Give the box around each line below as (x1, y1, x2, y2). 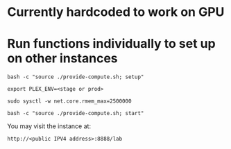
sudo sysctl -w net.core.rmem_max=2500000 (7, 98, 132, 105)
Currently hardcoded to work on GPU (7, 4, 225, 20)
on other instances (7, 51, 118, 67)
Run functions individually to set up (7, 36, 216, 52)
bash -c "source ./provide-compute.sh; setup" (7, 73, 144, 80)
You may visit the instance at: (7, 122, 92, 130)
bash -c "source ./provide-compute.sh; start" (7, 110, 144, 117)
